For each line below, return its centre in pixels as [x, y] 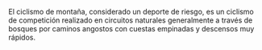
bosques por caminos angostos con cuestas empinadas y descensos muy [131, 29]
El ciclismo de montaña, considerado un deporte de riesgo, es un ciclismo [131, 12]
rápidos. [22, 37]
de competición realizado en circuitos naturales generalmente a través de [131, 20]
